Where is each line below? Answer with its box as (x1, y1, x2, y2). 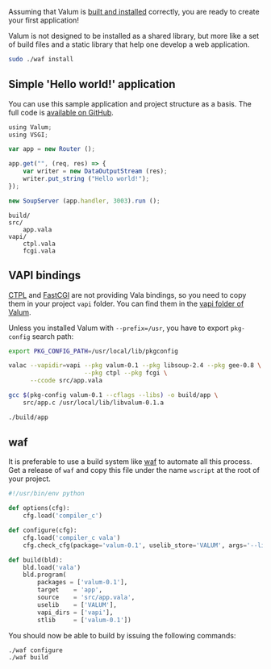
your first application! (8, 15, 79, 25)
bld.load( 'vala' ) (23, 563, 81, 571)
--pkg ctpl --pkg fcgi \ (84, 369, 168, 378)
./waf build (8, 654, 48, 662)
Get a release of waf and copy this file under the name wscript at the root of (8, 466, 261, 475)
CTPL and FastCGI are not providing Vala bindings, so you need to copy (8, 290, 247, 299)
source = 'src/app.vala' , (37, 593, 135, 602)
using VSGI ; (8, 131, 48, 139)
